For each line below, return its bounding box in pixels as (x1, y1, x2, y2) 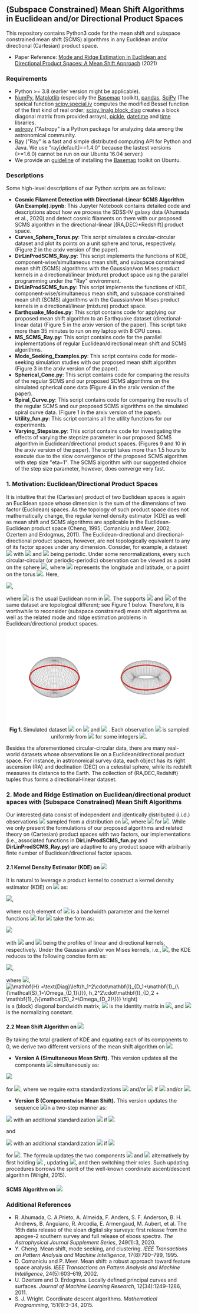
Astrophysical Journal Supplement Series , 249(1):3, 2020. (14, 1239, 156, 1246)
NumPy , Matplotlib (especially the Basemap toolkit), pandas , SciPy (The (14, 94, 189, 101)
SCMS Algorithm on (6, 1186, 56, 1193)
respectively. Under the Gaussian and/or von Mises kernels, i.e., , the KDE (6, 946, 192, 954)
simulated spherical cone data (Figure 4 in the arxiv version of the (14, 384, 175, 391)
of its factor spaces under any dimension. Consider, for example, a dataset (6, 543, 187, 550)
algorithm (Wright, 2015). (6, 1171, 67, 1179)
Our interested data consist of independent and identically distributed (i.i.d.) (6, 811, 190, 818)
